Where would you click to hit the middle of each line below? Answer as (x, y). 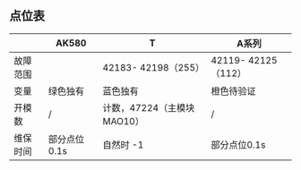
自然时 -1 (123, 144)
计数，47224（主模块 (149, 107)
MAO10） (124, 121)
